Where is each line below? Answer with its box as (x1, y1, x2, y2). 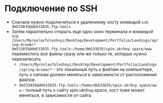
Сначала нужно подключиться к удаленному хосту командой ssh (11, 19, 148, 25)
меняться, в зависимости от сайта (19, 92, 91, 98)
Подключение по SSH (4, 3, 98, 14)
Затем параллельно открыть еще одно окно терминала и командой (11, 28, 153, 34)
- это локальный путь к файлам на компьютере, (53, 66, 153, 72)
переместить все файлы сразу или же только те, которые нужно (11, 51, 147, 57)
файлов (19, 77, 35, 82)
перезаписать (11, 56, 41, 62)
